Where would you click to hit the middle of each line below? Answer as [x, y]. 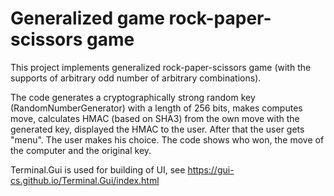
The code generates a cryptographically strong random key [133, 97]
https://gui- [211, 169]
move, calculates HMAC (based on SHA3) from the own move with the [155, 118]
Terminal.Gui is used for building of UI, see [98, 169]
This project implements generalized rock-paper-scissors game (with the [161, 67]
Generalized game [87, 18]
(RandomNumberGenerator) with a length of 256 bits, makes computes [156, 108]
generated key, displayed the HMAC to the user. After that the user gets [157, 129]
